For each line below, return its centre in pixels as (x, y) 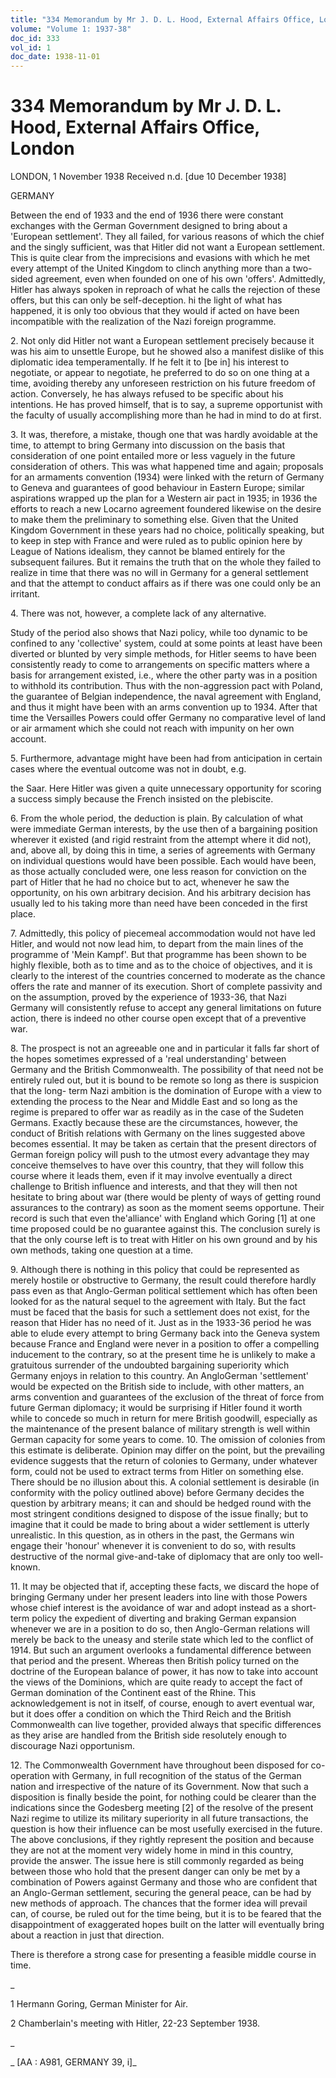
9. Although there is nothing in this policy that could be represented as (155, 1270)
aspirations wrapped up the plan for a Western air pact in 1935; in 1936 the (164, 498)
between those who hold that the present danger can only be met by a (155, 1872)
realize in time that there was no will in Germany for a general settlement (159, 573)
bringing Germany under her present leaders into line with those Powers (159, 1597)
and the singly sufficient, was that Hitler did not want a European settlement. (167, 247)
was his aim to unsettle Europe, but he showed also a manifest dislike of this (167, 352)
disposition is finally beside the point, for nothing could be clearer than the (163, 1797)
